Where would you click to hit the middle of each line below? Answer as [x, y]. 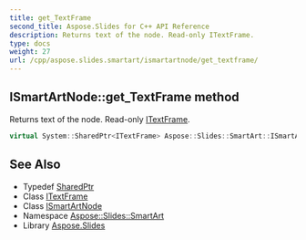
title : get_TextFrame [51, 18]
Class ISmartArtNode [62, 205]
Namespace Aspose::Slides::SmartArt [93, 215]
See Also [35, 165]
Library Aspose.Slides [64, 225]
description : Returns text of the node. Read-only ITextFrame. [132, 35]
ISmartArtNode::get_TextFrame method [124, 97]
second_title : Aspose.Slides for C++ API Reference [109, 26]
